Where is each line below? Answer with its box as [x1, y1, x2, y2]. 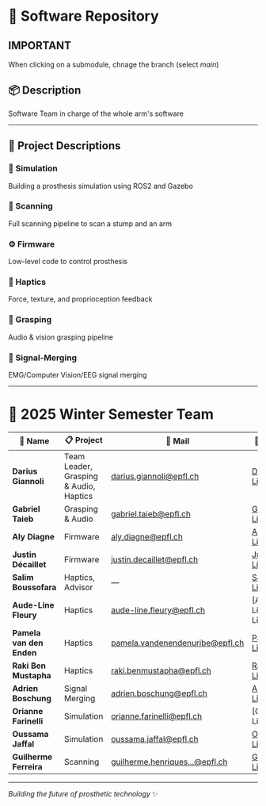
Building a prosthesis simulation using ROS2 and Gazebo [8, 181, 194, 190]
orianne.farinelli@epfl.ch [110, 710, 203, 721]
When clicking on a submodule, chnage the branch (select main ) [8, 59, 219, 69]
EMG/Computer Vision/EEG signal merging [8, 370, 147, 379]
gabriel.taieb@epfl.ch [110, 508, 192, 519]
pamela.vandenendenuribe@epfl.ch [110, 637, 245, 648]
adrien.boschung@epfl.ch [110, 688, 208, 699]
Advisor [64, 581, 93, 593]
